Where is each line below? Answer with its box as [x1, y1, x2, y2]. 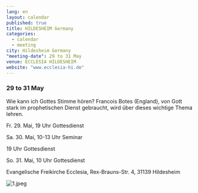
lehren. [6, 110, 24, 117]
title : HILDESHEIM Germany [6, 25, 74, 32]
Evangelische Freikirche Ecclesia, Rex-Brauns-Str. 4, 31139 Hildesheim [6, 168, 181, 175]
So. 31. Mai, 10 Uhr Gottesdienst [6, 157, 85, 164]
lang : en [6, 8, 28, 15]
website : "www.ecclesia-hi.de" [6, 64, 85, 71]
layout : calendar [6, 14, 50, 20]
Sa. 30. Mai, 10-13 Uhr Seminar [6, 133, 83, 140]
